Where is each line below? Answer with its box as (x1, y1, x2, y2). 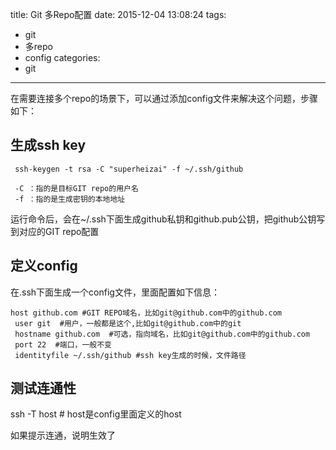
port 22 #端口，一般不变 (14, 339, 112, 350)
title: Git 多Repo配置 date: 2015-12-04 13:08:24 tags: (10, 9, 227, 20)
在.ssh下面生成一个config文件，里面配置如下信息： (10, 286, 220, 298)
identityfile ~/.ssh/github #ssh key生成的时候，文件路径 (14, 350, 247, 360)
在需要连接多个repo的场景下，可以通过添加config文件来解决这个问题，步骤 (10, 93, 318, 104)
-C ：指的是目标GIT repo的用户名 (14, 183, 139, 193)
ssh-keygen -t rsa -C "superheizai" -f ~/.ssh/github (14, 164, 244, 174)
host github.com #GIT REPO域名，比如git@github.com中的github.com (10, 308, 283, 318)
